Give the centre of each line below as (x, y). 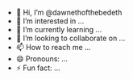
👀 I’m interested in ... (50, 21)
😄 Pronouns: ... (42, 59)
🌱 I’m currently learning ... (59, 29)
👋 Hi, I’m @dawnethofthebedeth (69, 12)
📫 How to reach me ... (53, 47)
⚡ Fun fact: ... (38, 68)
